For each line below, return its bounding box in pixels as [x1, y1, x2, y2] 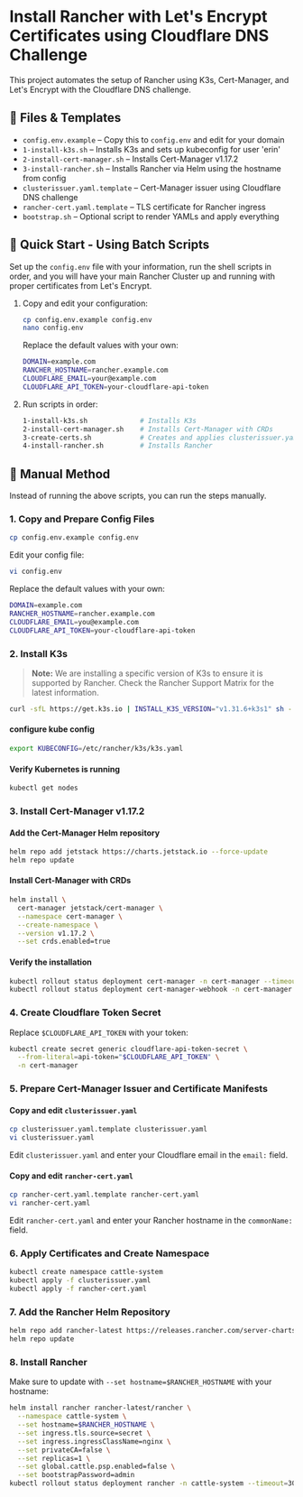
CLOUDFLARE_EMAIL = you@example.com [9, 617, 140, 626]
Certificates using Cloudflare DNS [9, 25, 270, 46]
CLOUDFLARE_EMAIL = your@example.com [22, 374, 157, 383]
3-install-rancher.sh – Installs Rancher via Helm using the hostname [22, 162, 281, 173]
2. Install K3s [9, 647, 68, 660]
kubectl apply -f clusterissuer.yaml [9, 1276, 151, 1285]
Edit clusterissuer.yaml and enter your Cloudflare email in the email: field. [9, 1150, 289, 1160]
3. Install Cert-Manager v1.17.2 [9, 805, 145, 818]
